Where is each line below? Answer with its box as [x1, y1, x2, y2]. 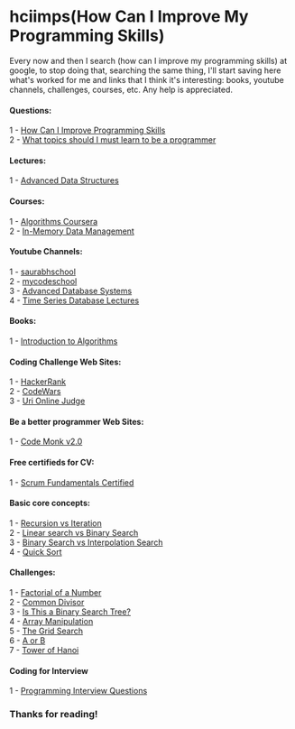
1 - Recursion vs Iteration [9, 517, 102, 529]
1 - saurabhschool [9, 266, 77, 277]
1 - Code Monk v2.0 [9, 436, 83, 448]
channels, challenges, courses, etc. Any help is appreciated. [9, 84, 233, 95]
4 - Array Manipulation [9, 615, 94, 626]
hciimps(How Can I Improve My [9, 6, 249, 27]
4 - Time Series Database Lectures [9, 295, 140, 306]
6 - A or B [9, 634, 46, 646]
